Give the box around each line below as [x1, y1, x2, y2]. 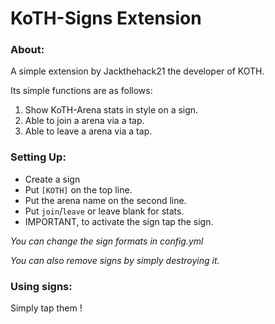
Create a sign [24, 173, 81, 185]
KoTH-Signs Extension [10, 7, 202, 30]
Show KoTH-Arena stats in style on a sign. [24, 104, 199, 116]
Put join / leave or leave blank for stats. [24, 205, 185, 217]
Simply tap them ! [10, 302, 83, 314]
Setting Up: [10, 150, 67, 164]
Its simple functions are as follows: [10, 85, 153, 97]
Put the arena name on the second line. [24, 194, 187, 206]
